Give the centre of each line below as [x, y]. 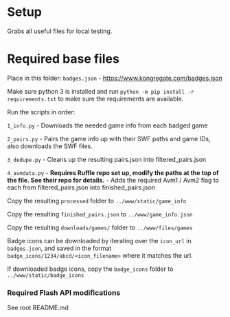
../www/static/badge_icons [46, 275]
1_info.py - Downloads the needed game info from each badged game [107, 125]
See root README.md [38, 308]
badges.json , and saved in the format [59, 248]
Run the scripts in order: [41, 112]
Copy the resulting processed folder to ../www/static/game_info [97, 201]
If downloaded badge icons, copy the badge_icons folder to [90, 269]
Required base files [64, 59]
